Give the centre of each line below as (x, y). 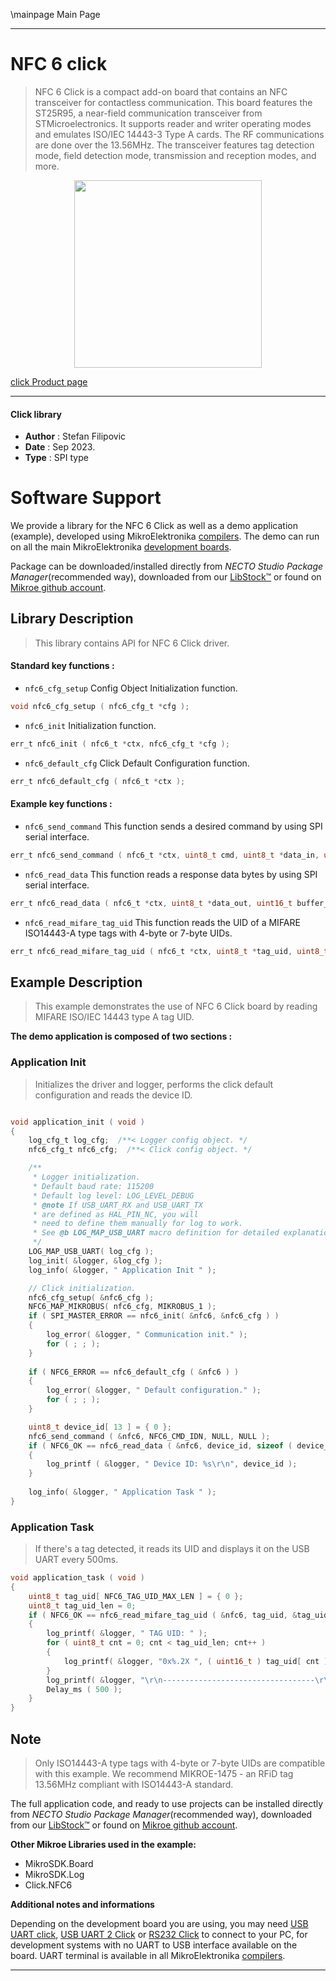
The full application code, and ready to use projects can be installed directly (167, 1804)
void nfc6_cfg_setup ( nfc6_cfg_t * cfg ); (100, 707)
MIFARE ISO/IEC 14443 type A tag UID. (114, 1017)
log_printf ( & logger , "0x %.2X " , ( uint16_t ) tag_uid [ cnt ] (196, 1661)
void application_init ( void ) (77, 1122)
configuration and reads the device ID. (113, 1095)
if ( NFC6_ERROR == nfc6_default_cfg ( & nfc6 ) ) (134, 1372)
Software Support (86, 498)
